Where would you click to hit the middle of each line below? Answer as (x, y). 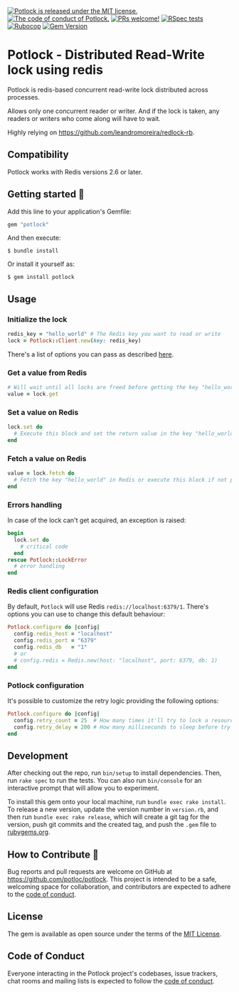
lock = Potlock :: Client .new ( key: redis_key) (74, 341)
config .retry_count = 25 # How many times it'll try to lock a (111, 720)
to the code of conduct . (42, 895)
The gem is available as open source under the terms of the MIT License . (115, 934)
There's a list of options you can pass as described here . (91, 354)
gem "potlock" (28, 224)
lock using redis (55, 70)
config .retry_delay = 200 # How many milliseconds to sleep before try (122, 727)
